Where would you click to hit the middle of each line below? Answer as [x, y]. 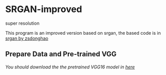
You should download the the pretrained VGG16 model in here [70, 67]
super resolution [22, 23]
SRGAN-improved [44, 9]
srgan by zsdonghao [27, 38]
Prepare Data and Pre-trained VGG [61, 54]
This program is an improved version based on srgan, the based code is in [83, 33]
